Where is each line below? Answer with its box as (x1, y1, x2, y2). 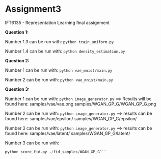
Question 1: (5, 29, 29, 35)
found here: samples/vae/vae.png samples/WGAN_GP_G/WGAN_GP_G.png (5, 101, 156, 106)
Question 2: (5, 57, 29, 63)
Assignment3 (5, 3, 61, 15)
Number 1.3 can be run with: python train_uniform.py (5, 38, 114, 45)
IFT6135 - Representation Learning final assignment (5, 20, 110, 26)
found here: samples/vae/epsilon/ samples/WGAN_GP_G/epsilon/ (5, 115, 137, 121)
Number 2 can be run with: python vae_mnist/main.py (5, 77, 113, 82)
